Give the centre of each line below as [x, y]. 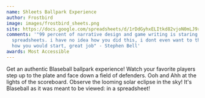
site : [13, 29]
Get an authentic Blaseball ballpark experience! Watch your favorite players [101, 69]
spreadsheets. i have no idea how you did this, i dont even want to [102, 40]
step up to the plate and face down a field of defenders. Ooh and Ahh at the [102, 75]
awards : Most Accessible [38, 52]
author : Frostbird [30, 18]
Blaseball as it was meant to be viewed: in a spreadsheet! [78, 88]
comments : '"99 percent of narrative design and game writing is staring [102, 35]
